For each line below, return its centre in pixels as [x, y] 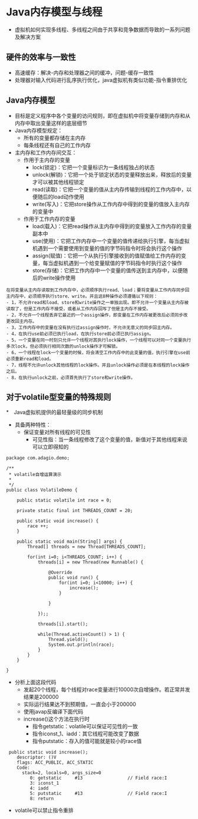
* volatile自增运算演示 [35, 475]
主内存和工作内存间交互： [46, 152]
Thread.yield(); [68, 640]
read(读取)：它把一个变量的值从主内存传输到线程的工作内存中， [109, 189]
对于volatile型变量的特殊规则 [59, 397]
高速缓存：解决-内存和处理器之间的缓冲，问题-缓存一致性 [84, 72]
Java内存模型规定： [39, 130]
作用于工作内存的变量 [49, 219]
